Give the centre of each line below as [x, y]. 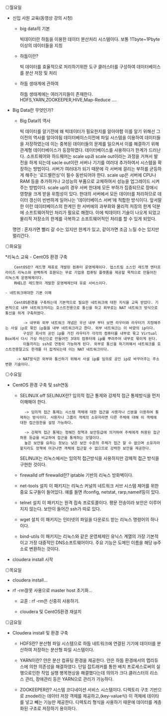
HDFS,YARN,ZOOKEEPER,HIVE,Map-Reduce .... [68, 100]
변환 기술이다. [18, 364]
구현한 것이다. [33, 464]
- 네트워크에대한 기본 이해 [28, 293]
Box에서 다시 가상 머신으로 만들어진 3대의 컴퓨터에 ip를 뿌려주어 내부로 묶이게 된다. [81, 339]
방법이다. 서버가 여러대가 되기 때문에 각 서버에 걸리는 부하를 [91, 169]
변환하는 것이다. [44, 549]
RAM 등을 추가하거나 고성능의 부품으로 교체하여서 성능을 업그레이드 [85, 181]
